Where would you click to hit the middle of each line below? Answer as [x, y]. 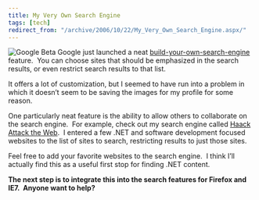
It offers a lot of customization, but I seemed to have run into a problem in [126, 84]
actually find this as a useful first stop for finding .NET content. [109, 165]
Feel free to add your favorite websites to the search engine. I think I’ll [121, 156]
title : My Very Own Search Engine [65, 15]
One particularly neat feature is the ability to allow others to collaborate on [128, 116]
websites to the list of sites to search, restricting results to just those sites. [128, 141]
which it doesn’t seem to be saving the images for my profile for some [121, 93]
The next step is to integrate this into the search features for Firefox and [128, 180]
